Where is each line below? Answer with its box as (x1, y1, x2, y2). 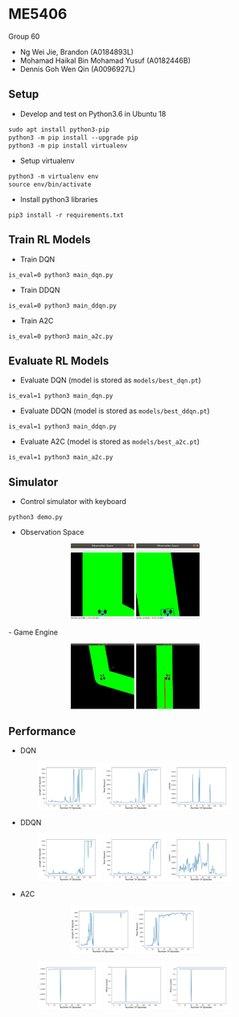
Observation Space (19, 527, 84, 537)
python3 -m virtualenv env (8, 172, 99, 180)
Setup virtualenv (19, 155, 75, 165)
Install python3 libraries (19, 194, 98, 204)
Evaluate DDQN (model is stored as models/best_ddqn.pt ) (19, 406, 211, 415)
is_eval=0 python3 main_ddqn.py (8, 301, 117, 310)
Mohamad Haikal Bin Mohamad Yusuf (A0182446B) (19, 56, 192, 65)
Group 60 (8, 31, 40, 41)
